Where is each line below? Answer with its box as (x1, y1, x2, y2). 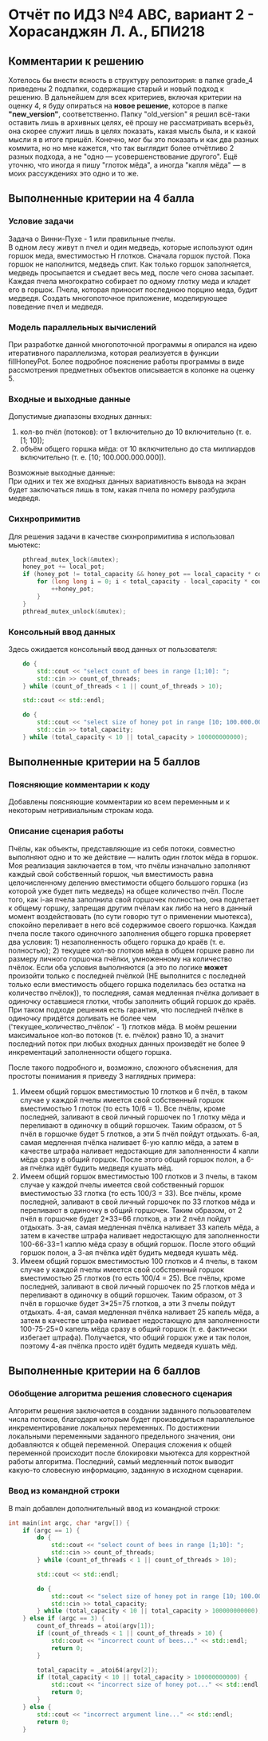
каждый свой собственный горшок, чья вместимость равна (8, 869, 214, 878)
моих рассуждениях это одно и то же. (8, 169, 140, 178)
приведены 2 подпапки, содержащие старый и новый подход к (8, 84, 225, 93)
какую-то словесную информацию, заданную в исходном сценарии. (8, 1466, 243, 1475)
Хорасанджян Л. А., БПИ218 (8, 22, 206, 41)
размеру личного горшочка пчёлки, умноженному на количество (8, 953, 233, 963)
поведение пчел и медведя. (8, 302, 104, 311)
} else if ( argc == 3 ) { (22, 1614, 105, 1623)
